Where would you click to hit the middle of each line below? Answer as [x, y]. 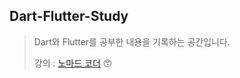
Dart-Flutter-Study [69, 16]
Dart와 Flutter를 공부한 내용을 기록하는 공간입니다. [132, 41]
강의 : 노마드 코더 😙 [73, 63]
